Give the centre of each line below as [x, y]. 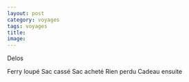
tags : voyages [27, 26]
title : [16, 32]
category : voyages [33, 20]
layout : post [26, 13]
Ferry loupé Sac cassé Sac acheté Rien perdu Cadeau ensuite [95, 72]
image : [16, 39]
